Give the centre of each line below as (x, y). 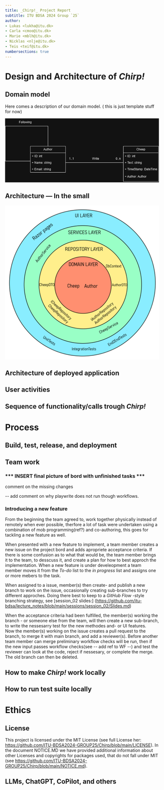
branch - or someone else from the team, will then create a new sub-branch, (82, 621)
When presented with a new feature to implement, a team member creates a (82, 545)
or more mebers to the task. (33, 576)
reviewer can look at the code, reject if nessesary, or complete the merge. (79, 652)
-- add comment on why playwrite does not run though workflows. (72, 496)
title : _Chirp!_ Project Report (38, 10)
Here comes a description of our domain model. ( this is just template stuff (80, 106)
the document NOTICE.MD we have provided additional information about (79, 750)
